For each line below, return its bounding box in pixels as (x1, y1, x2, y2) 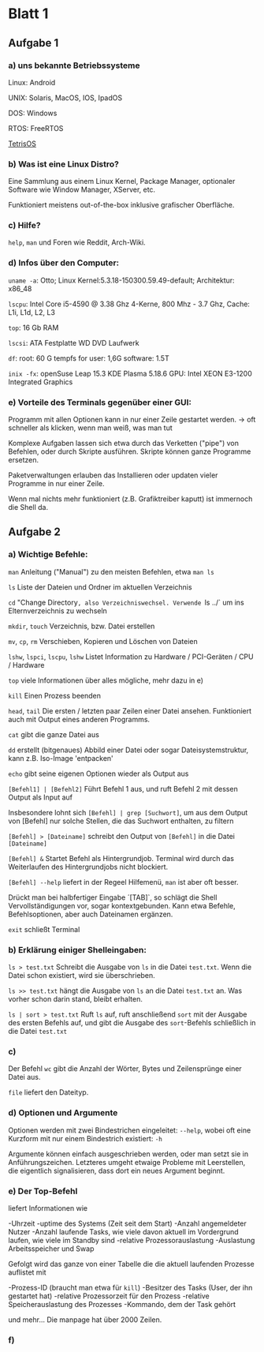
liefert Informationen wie (8, 1203, 88, 1212)
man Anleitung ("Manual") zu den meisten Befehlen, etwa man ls (8, 567, 214, 576)
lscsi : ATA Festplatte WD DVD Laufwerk (8, 338, 139, 347)
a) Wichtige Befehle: (8, 549, 88, 560)
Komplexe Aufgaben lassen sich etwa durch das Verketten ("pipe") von (8, 439, 239, 448)
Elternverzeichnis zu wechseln (8, 605, 108, 616)
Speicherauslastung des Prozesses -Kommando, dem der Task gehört (8, 1299, 236, 1309)
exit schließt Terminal (8, 924, 80, 934)
